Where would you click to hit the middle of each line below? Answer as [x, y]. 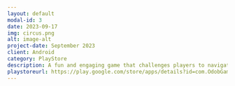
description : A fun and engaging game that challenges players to [106, 65]
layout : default [31, 14]
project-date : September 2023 [51, 46]
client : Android [31, 53]
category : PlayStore [37, 59]
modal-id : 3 [24, 20]
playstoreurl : [28, 71]
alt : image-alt [29, 40]
